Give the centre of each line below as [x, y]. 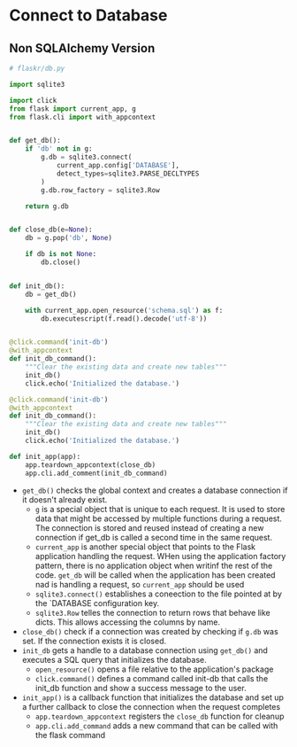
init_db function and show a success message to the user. [141, 688]
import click [33, 100]
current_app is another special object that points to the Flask [145, 547]
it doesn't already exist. [65, 499]
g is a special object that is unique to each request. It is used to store [160, 509]
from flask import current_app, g [73, 109]
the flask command [70, 735]
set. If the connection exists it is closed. [94, 641]
